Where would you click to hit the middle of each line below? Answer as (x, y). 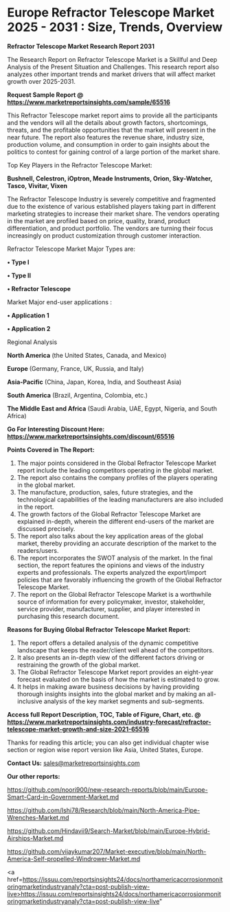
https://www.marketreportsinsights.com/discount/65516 (91, 436)
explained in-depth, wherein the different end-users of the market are (115, 521)
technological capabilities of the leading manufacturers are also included (120, 499)
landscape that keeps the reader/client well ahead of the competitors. (115, 650)
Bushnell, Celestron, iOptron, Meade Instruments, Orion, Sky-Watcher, (110, 178)
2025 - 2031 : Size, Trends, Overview (115, 27)
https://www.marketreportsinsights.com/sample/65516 (89, 102)
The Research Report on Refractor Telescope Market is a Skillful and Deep (112, 59)
